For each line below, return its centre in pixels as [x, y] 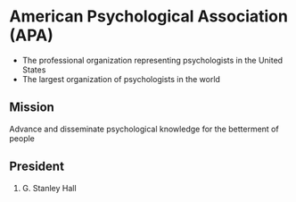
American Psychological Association [148, 17]
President [37, 167]
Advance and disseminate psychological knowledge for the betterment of [144, 129]
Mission [32, 108]
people [22, 138]
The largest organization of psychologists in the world [121, 79]
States [34, 70]
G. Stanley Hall [49, 188]
